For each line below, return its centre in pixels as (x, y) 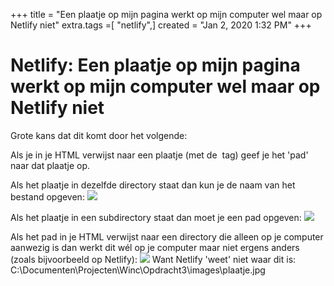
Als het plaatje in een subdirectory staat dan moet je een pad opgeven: (156, 217)
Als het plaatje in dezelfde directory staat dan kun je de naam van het (153, 185)
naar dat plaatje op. (50, 165)
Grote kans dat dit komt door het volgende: (99, 135)
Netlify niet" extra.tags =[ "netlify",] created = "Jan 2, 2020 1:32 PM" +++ (161, 25)
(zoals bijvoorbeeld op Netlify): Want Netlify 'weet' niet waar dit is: (153, 259)
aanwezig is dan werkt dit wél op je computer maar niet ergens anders (155, 247)
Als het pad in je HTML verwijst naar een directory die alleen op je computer (167, 236)
